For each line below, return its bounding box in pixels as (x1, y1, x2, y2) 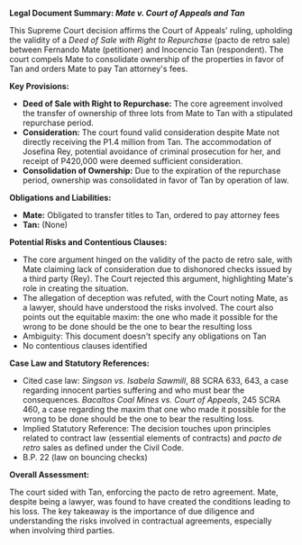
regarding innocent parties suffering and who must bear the (22, 385, 245, 395)
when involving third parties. (9, 525, 115, 535)
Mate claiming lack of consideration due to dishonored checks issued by (22, 264, 293, 274)
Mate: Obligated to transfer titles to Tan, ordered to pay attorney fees (22, 210, 280, 220)
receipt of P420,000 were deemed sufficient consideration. (22, 156, 243, 166)
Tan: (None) (22, 220, 69, 230)
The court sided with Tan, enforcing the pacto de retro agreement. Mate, (9, 486, 279, 497)
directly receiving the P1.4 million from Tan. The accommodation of (22, 137, 272, 147)
